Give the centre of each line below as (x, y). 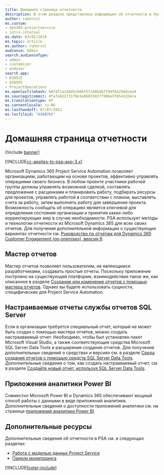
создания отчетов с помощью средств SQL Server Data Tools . (70, 358)
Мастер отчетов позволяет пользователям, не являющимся (68, 266)
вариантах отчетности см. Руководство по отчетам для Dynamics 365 (78, 234)
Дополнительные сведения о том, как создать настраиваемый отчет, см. (82, 363)
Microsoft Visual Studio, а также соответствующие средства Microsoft (78, 342)
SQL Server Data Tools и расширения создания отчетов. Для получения (80, 348)
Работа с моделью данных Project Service (56, 453)
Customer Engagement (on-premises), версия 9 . (54, 238)
